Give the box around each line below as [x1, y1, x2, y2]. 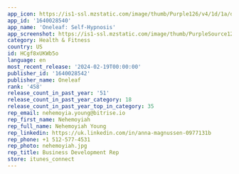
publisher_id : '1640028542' [7, 70, 91, 77]
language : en [7, 57, 46, 64]
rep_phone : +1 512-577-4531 [7, 136, 91, 143]
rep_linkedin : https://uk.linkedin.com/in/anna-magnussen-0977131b [7, 129, 212, 136]
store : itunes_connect [7, 156, 75, 163]
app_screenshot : [7, 30, 55, 38]
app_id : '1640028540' [7, 17, 72, 24]
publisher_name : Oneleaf [7, 76, 81, 84]
